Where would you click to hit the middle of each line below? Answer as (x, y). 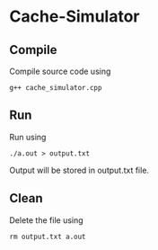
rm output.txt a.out (48, 237)
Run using (28, 137)
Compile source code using (60, 71)
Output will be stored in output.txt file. (79, 170)
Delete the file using (46, 220)
